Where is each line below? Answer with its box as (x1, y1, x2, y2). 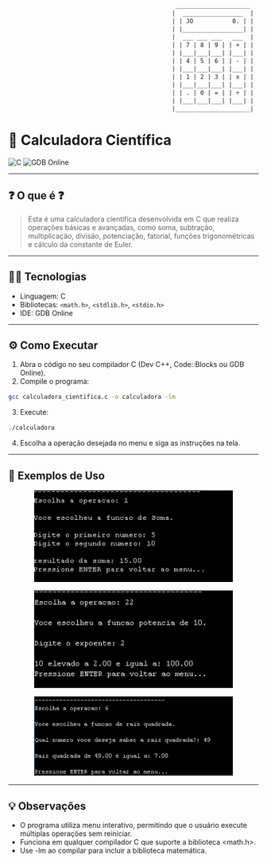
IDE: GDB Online (19, 308, 73, 318)
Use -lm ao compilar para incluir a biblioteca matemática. (19, 845, 207, 856)
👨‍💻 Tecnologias (8, 270, 87, 283)
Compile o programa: (19, 377, 90, 386)
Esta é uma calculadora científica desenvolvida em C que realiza (27, 214, 240, 224)
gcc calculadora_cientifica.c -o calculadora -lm (8, 393, 176, 401)
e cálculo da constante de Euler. (27, 240, 133, 249)
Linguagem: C (19, 291, 66, 301)
